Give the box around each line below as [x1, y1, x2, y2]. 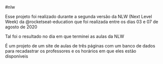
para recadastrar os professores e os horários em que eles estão [5, 48, 136, 54]
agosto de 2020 [5, 24, 38, 30]
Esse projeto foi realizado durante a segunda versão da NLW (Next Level [5, 14, 152, 19]
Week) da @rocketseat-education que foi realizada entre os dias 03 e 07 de [5, 19, 159, 24]
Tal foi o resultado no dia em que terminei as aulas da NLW [5, 34, 124, 39]
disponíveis [5, 53, 28, 59]
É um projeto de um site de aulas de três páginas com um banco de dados [5, 43, 156, 48]
